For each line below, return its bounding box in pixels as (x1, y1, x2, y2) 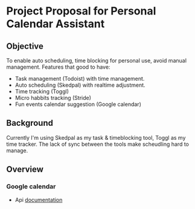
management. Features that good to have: (6, 63, 110, 70)
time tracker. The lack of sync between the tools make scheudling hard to (6, 140, 189, 148)
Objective (6, 41, 44, 51)
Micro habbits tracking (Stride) (14, 95, 92, 101)
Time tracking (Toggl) (14, 88, 69, 95)
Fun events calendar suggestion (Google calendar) (14, 101, 142, 108)
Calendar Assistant (6, 17, 105, 31)
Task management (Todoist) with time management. (14, 75, 145, 82)
